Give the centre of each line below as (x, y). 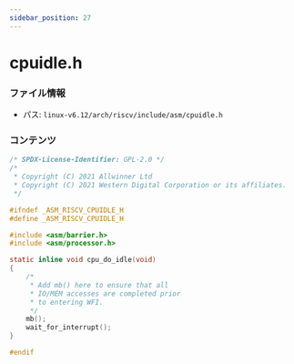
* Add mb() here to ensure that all (99, 285)
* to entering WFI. (66, 302)
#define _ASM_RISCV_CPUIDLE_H (67, 218)
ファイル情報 (38, 93)
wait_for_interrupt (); (69, 328)
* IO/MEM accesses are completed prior (105, 293)
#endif (22, 353)
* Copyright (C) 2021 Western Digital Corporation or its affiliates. (150, 186)
